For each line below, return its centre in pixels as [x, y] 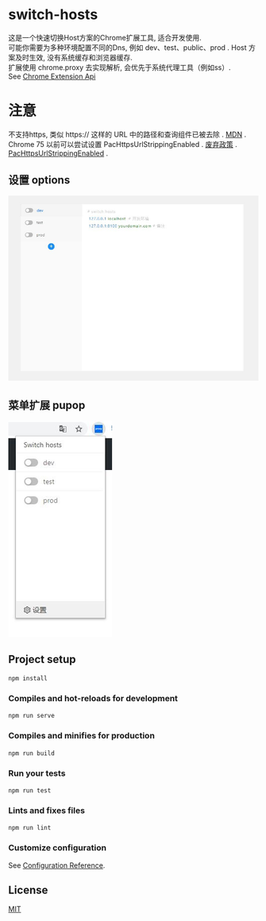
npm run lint [30, 828]
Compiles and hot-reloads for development [93, 699]
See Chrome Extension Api [52, 76]
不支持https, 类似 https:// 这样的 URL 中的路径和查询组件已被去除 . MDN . [127, 134]
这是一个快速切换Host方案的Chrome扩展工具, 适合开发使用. [105, 37]
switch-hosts [53, 15]
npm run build [32, 753]
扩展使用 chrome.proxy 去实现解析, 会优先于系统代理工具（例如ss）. [120, 67]
